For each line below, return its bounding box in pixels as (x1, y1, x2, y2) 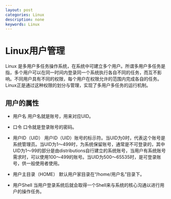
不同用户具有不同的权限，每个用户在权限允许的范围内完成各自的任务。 (14, 76, 162, 82)
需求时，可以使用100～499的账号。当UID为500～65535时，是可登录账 (12, 154, 162, 160)
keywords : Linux (5, 21, 40, 27)
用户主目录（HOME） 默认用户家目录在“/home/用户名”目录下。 (12, 171, 145, 177)
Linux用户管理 (5, 45, 65, 57)
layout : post (5, 7, 33, 13)
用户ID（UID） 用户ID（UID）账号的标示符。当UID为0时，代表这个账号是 (12, 135, 166, 141)
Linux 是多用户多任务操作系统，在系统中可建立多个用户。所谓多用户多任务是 (5, 63, 166, 69)
